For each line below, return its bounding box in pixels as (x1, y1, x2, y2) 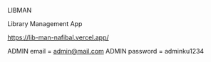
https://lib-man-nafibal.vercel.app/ (7, 33, 109, 42)
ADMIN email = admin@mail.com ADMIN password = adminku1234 (7, 47, 205, 55)
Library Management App (7, 20, 83, 27)
